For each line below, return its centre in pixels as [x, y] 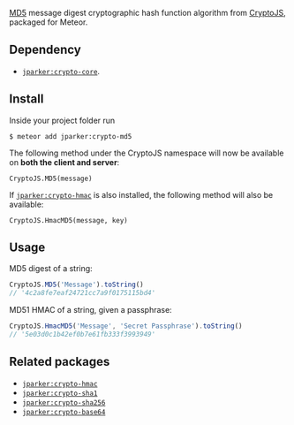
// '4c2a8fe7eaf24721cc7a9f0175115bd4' [83, 293]
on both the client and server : [64, 162]
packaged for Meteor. [49, 22]
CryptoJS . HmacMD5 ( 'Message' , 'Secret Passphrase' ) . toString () [126, 326]
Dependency [45, 50]
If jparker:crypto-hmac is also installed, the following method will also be [141, 194]
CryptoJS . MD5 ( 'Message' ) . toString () [76, 285]
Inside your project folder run [62, 120]
